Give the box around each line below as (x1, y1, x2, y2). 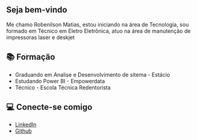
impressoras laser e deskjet (6, 33, 75, 41)
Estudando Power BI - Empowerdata (14, 77, 105, 84)
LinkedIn (14, 121, 37, 129)
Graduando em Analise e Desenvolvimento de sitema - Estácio (14, 71, 170, 78)
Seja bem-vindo (6, 5, 67, 15)
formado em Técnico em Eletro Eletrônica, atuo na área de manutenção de (6, 27, 191, 34)
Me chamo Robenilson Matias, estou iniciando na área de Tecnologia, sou (6, 21, 189, 28)
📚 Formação (6, 52, 55, 62)
